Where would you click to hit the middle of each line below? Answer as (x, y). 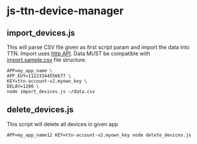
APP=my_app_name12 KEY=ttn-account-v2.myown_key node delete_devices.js (99, 135)
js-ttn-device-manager (65, 11)
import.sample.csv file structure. (47, 60)
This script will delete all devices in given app (63, 124)
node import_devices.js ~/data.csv (51, 92)
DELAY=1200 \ (23, 86)
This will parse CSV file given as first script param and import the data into (98, 47)
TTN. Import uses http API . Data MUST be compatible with (79, 54)
